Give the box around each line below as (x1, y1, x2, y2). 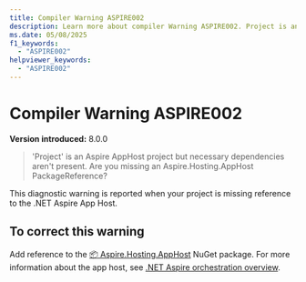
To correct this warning (9, 224, 145, 239)
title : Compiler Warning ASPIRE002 (9, 13, 145, 23)
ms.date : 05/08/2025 (9, 30, 88, 39)
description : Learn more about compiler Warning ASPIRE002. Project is (9, 22, 287, 31)
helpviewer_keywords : (9, 55, 92, 65)
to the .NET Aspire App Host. (9, 197, 118, 208)
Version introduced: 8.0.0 (9, 133, 108, 144)
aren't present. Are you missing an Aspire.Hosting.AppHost (31, 160, 254, 171)
